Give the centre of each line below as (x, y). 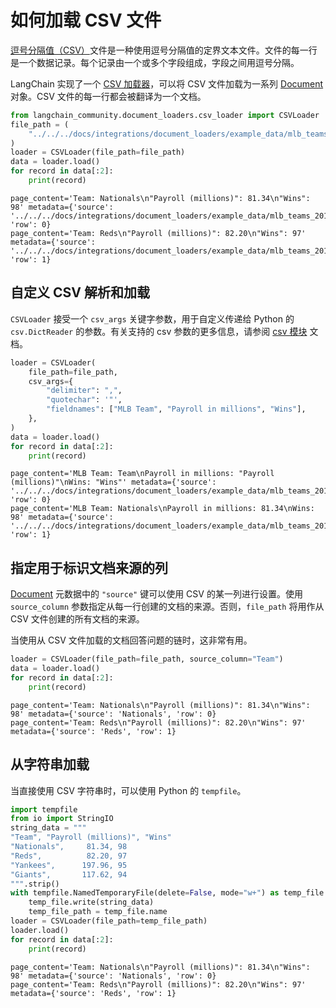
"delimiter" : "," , (84, 391)
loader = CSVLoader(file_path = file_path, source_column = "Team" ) (147, 659)
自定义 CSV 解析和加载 (80, 292)
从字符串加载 (50, 764)
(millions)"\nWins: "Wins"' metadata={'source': (113, 482)
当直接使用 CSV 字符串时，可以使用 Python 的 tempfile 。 (128, 790)
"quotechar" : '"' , (84, 400)
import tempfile (44, 809)
